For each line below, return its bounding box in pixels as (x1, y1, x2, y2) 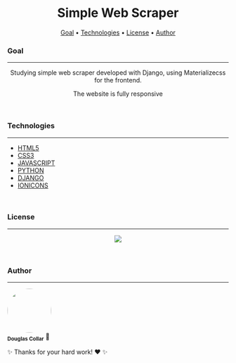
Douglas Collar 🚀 (7, 333, 51, 343)
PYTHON (17, 166, 44, 174)
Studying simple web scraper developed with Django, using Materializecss (10, 68, 226, 77)
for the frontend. (94, 76, 142, 85)
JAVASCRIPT (17, 159, 55, 167)
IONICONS (17, 181, 49, 190)
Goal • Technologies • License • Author (60, 28, 176, 37)
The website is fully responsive (73, 90, 163, 98)
